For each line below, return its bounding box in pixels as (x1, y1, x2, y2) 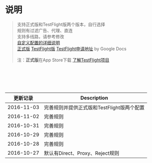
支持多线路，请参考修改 (17, 34, 64, 39)
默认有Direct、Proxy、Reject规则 (43, 149, 119, 156)
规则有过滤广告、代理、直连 (17, 27, 73, 33)
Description (80, 94, 108, 101)
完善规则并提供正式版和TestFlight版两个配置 (43, 104, 145, 111)
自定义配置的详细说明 (17, 39, 60, 45)
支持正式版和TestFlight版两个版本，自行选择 (17, 21, 106, 27)
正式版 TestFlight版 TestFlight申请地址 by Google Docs (17, 46, 127, 52)
